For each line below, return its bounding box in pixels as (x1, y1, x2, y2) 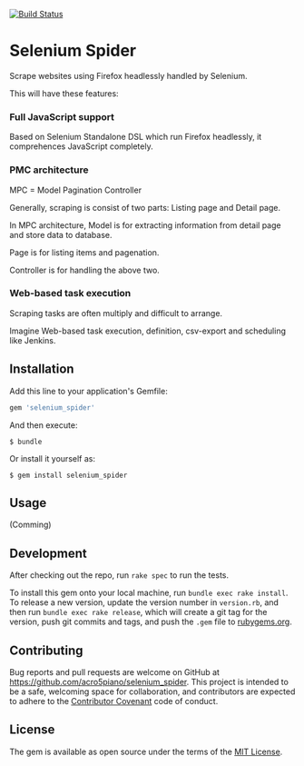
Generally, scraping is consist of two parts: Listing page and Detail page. (9, 202, 281, 213)
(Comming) (9, 519, 52, 531)
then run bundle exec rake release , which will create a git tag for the (9, 607, 268, 618)
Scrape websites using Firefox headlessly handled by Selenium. (9, 70, 248, 81)
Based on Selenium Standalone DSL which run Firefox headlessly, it (9, 132, 262, 143)
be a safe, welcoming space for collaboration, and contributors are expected (9, 686, 296, 697)
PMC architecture (9, 164, 89, 176)
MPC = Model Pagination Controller (9, 184, 142, 195)
